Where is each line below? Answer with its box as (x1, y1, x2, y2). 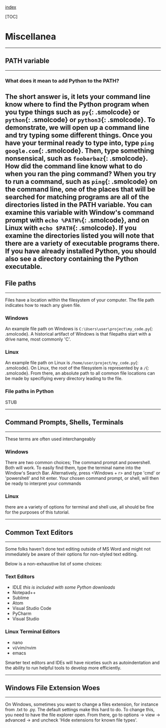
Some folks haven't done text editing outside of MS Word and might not (5, 546, 151, 552)
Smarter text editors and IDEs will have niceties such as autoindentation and (5, 659, 160, 665)
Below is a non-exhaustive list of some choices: (5, 560, 102, 566)
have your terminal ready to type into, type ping (5, 139, 154, 147)
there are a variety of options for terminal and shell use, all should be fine (5, 504, 154, 510)
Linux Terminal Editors (5, 628, 60, 635)
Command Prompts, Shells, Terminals (5, 418, 124, 427)
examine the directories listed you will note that (5, 232, 154, 240)
